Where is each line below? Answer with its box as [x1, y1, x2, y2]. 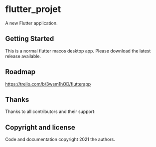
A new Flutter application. [5, 20, 58, 26]
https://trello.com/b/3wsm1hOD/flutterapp [5, 81, 91, 87]
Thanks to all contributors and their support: [5, 108, 96, 114]
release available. [5, 53, 41, 59]
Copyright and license [5, 123, 76, 131]
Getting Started [5, 34, 54, 43]
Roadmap [5, 67, 36, 76]
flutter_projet [5, 3, 61, 15]
